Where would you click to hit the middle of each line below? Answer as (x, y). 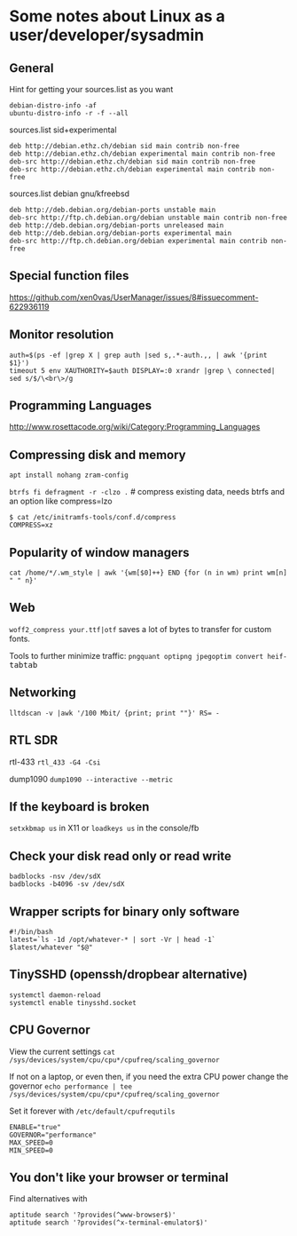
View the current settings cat (62, 1051)
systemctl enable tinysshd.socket (73, 1002)
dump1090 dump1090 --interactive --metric (91, 779)
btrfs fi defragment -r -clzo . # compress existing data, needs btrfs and (147, 492)
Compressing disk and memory (98, 455)
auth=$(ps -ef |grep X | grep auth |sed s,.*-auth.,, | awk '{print (138, 355)
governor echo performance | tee (71, 1086)
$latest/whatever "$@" (51, 947)
